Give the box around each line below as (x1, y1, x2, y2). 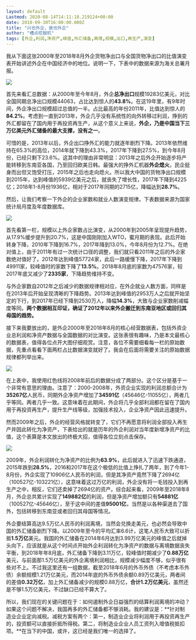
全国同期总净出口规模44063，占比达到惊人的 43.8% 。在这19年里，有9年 (6, 98, 181, 105)
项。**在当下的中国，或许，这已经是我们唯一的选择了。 (6, 628, 139, 634)
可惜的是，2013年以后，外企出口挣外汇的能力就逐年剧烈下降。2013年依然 (6, 140, 183, 146)
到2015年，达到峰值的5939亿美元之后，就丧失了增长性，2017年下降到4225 (6, 176, 187, 183)
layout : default (6, 8, 45, 15)
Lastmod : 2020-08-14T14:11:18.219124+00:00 (6, 14, 114, 20)
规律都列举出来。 (6, 354, 47, 360)
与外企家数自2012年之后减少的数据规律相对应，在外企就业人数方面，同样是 (6, 283, 187, 289)
